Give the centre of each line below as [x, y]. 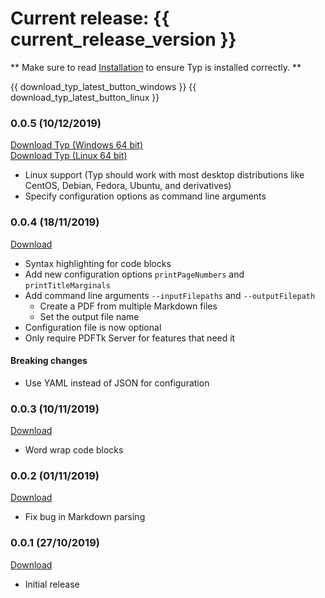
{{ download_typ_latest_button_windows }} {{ [103, 86]
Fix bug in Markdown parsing [85, 517]
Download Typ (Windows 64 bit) [77, 145]
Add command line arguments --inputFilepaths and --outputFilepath [170, 295]
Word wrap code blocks [74, 450]
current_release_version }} [123, 39]
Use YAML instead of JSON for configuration [117, 383]
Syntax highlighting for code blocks [98, 263]
